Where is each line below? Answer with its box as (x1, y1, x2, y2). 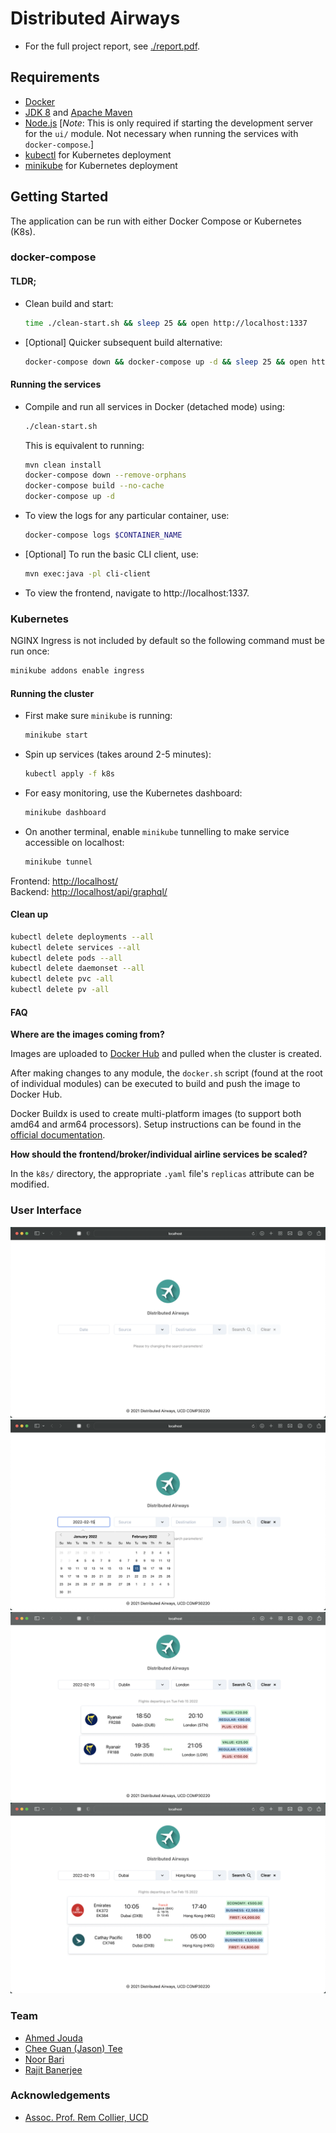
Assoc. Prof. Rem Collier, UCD (24, 2111, 149, 2123)
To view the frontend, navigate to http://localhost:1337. (24, 587, 250, 599)
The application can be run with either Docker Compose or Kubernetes (10, 215, 302, 227)
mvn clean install (24, 460, 102, 470)
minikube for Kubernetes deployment (24, 159, 178, 171)
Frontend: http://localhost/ (10, 875, 118, 887)
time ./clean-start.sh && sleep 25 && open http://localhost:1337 (24, 318, 308, 328)
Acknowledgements (10, 2088, 111, 2102)
